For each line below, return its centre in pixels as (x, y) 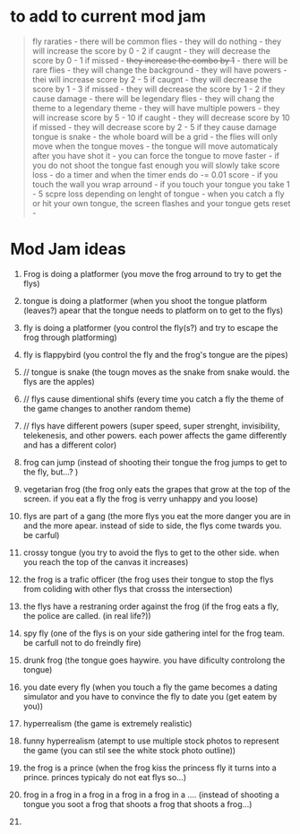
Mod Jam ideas (68, 249)
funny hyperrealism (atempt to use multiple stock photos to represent (151, 741)
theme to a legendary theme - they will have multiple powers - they (156, 108)
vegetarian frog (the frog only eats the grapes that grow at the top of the (157, 489)
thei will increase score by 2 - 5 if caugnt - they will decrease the (152, 79)
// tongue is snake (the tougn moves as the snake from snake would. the (156, 372)
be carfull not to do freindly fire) (82, 642)
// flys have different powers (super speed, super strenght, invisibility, (151, 426)
